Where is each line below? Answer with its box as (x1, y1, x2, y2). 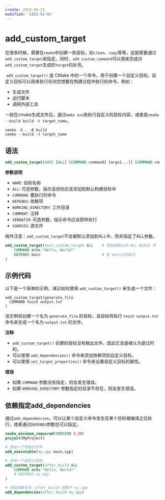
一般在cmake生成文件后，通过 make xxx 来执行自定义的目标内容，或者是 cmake (5, 111, 159, 118)
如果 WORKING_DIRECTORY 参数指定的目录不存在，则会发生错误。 (12, 386, 138, 391)
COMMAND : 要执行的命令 (12, 192, 56, 198)
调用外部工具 (12, 101, 38, 107)
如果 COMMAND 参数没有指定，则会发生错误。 (12, 379, 99, 386)
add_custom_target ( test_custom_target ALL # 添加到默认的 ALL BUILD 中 (5, 243, 156, 248)
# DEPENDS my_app (14, 472, 50, 477)
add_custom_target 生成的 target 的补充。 (5, 62, 86, 68)
